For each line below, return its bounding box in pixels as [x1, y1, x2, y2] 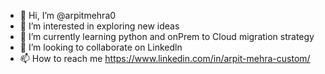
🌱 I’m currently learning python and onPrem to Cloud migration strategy [19, 31, 315, 42]
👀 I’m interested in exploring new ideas [19, 20, 180, 32]
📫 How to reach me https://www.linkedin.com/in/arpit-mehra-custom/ [19, 53, 311, 64]
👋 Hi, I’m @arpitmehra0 [19, 10, 117, 21]
